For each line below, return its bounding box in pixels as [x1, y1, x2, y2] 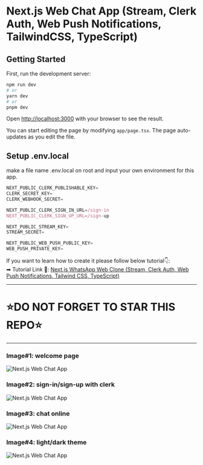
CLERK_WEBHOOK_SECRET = [6, 196, 63, 202]
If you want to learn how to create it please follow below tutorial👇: [6, 257, 170, 264]
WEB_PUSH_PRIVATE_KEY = [6, 246, 63, 252]
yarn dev [6, 93, 28, 99]
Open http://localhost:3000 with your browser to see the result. [6, 115, 164, 122]
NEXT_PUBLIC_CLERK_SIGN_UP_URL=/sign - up [6, 213, 110, 219]
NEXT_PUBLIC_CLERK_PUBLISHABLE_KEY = [6, 185, 98, 191]
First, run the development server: [6, 70, 91, 77]
